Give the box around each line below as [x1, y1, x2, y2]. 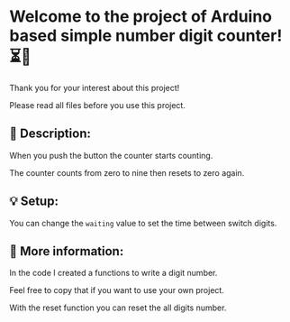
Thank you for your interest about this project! [9, 82, 180, 93]
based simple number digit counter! [9, 25, 283, 46]
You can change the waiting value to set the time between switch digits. [9, 217, 277, 228]
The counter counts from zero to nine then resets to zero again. [9, 167, 245, 178]
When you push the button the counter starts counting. [9, 150, 213, 161]
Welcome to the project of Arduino [9, 6, 273, 27]
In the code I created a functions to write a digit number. [9, 268, 218, 279]
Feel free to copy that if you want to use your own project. [9, 285, 225, 296]
